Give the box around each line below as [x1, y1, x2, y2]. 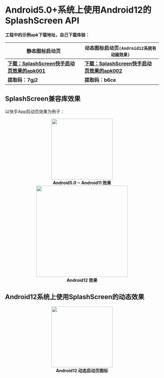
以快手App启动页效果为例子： [5, 108, 65, 114]
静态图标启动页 [26, 47, 61, 54]
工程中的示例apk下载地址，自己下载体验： [5, 32, 90, 38]
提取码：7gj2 [7, 76, 38, 83]
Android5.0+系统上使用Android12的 [5, 4, 152, 16]
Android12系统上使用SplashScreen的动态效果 [5, 293, 145, 301]
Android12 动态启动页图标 [56, 367, 108, 373]
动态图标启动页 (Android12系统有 [84, 44, 157, 51]
